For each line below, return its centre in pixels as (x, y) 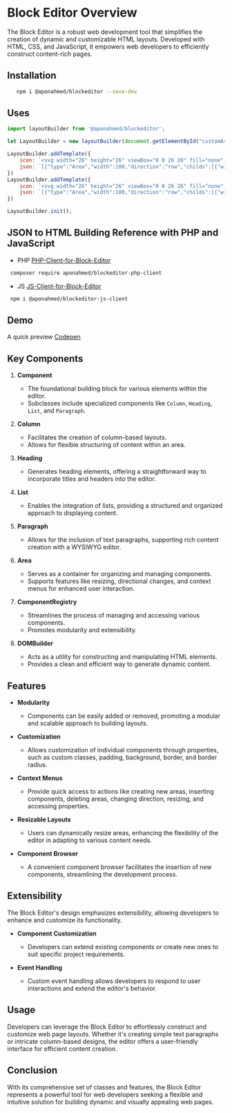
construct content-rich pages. (50, 54)
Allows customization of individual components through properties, (123, 750)
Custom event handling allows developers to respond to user (114, 981)
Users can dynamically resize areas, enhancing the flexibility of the (123, 833)
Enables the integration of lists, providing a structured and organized (125, 506)
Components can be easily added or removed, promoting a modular (124, 716)
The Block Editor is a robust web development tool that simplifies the (105, 32)
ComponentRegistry (47, 602)
